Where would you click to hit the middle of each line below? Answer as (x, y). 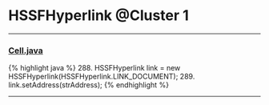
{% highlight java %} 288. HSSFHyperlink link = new (94, 68)
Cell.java (26, 50)
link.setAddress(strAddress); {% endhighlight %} (89, 85)
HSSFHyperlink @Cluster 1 (99, 16)
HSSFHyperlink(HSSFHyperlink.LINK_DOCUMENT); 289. (102, 77)
